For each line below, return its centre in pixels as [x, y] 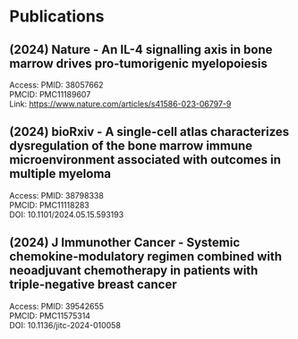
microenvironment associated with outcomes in [145, 160]
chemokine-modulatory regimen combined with [146, 257]
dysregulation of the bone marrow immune [131, 146]
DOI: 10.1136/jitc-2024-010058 [65, 325]
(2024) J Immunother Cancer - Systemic [124, 243]
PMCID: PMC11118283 [49, 205]
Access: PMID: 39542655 [57, 306]
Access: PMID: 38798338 [57, 195]
